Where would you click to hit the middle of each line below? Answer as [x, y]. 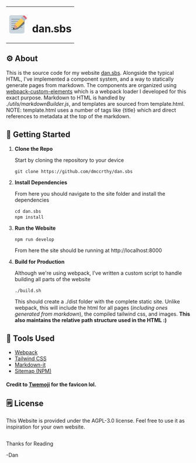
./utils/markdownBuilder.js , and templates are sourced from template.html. [96, 103]
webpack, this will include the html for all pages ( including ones [91, 307]
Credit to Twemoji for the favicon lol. [51, 384]
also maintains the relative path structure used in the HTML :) [90, 320]
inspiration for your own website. [46, 427]
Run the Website [35, 228]
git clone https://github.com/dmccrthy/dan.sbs [73, 171]
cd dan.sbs [28, 211]
